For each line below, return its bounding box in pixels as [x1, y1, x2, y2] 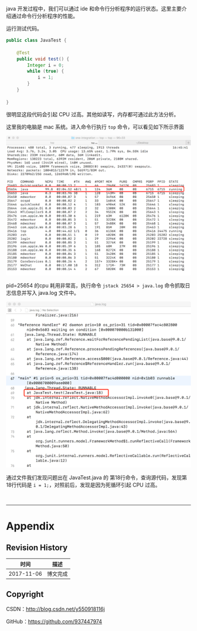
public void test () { [16, 56, 69, 62]
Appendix [6, 519, 55, 533]
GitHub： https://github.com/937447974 [6, 618, 103, 625]
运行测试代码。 [6, 25, 42, 32]
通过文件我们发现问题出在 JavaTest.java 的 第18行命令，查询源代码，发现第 [6, 474, 188, 481]
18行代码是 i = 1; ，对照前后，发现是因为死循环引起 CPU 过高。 [6, 481, 161, 489]
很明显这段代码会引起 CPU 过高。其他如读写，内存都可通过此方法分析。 [6, 110, 179, 118]
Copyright [6, 589, 44, 599]
